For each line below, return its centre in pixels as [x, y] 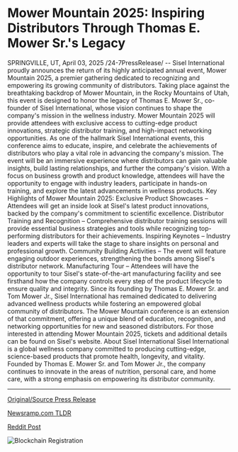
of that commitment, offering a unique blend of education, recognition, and [117, 318]
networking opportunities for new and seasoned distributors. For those [110, 326]
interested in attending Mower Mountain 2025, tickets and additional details [118, 334]
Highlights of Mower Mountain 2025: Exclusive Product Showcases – [108, 198]
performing [24, 236]
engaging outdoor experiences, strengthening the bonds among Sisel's [111, 258]
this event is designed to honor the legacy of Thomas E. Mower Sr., [105, 100]
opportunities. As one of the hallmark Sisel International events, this [106, 138]
